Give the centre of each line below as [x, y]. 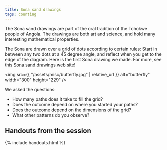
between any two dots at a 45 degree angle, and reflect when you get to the [83, 54]
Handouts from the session [48, 131]
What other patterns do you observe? [51, 115]
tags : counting [21, 14]
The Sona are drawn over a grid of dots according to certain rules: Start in [81, 49]
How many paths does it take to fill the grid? [58, 99]
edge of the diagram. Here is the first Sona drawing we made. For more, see [83, 59]
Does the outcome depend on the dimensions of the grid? [72, 110]
